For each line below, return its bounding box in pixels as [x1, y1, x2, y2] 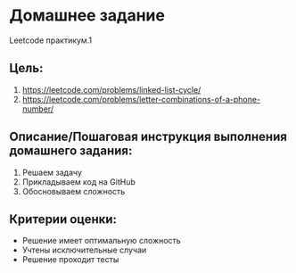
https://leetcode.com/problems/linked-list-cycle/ [21, 84, 201, 95]
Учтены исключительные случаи [21, 244, 147, 255]
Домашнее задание [9, 5, 165, 26]
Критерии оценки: [9, 211, 118, 227]
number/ [21, 103, 54, 114]
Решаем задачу [21, 167, 83, 178]
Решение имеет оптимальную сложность [21, 236, 181, 246]
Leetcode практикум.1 [9, 35, 92, 45]
